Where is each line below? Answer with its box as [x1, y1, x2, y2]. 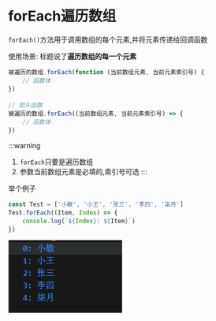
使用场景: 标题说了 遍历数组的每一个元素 [8, 51, 136, 61]
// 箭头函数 [8, 102, 43, 110]
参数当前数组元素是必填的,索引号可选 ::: [19, 166, 147, 176]
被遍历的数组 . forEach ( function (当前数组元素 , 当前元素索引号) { [8, 68, 205, 76]
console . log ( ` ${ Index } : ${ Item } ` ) [22, 217, 136, 225]
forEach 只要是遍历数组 [19, 157, 93, 166]
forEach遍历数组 [8, 7, 117, 25]
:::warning [8, 140, 41, 150]
